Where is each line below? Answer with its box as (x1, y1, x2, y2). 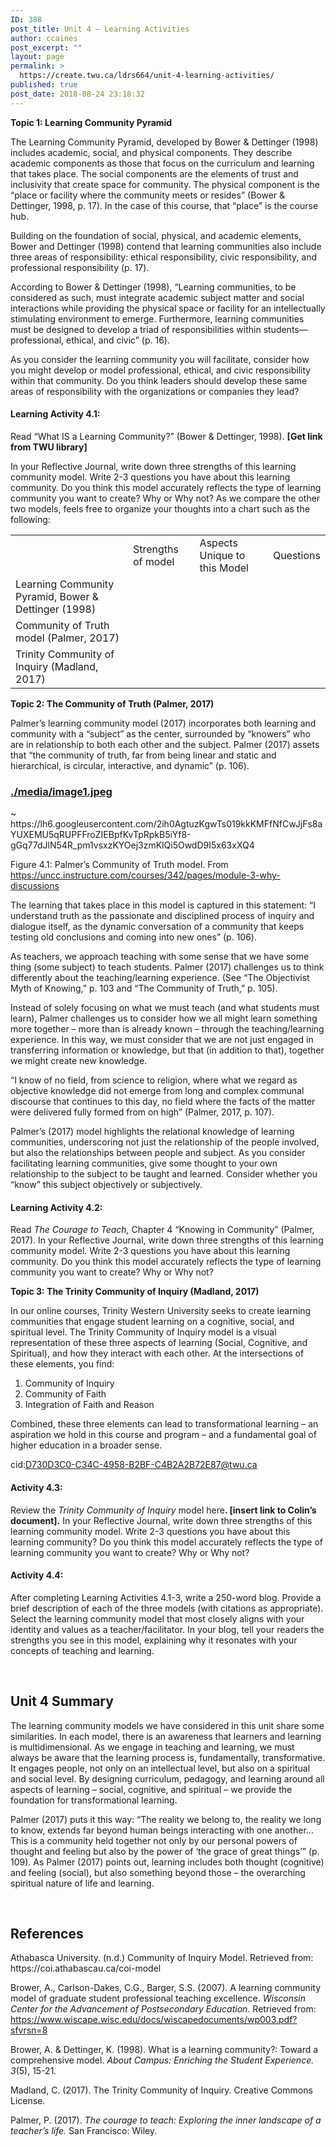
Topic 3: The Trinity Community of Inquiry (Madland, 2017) (10, 1286, 260, 1298)
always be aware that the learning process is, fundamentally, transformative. (10, 1751, 326, 1763)
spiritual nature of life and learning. (10, 1877, 155, 1889)
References (10, 1925, 84, 1942)
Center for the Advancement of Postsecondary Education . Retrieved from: (10, 2003, 317, 2015)
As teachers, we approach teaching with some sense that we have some (10, 951, 310, 963)
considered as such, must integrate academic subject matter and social (10, 291, 305, 303)
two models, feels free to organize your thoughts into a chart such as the (10, 502, 310, 515)
